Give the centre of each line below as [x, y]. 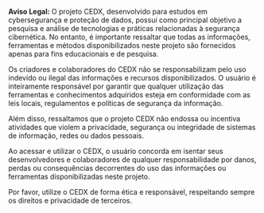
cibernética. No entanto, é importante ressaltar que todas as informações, [129, 37]
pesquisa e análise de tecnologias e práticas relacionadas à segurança [124, 28]
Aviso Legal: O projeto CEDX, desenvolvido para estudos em [108, 12]
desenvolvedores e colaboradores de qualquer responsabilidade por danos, [132, 160]
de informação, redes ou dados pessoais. [76, 136]
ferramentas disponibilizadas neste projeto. [79, 176]
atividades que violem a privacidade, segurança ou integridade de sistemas [132, 127]
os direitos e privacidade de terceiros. [70, 200]
